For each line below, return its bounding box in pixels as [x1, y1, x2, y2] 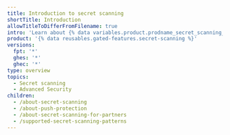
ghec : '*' [13, 61, 41, 67]
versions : [7, 42, 36, 48]
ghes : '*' [13, 55, 41, 61]
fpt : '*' [13, 48, 38, 55]
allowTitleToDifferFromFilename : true [7, 22, 118, 29]
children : [7, 93, 36, 100]
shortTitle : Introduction [7, 16, 81, 23]
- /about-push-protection [13, 105, 88, 112]
